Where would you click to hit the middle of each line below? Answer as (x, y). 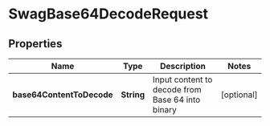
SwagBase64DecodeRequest (108, 14)
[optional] (239, 95)
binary (164, 110)
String (133, 95)
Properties (35, 44)
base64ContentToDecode (63, 95)
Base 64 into (176, 100)
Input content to (182, 79)
